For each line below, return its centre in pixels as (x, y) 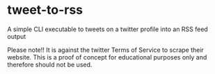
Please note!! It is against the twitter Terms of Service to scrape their (105, 50)
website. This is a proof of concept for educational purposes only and (107, 57)
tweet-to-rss (45, 10)
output (17, 36)
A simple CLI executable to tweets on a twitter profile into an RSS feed (108, 29)
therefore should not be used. (50, 64)
